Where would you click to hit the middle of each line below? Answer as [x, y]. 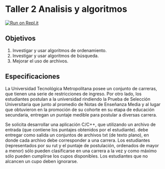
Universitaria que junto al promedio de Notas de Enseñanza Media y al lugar [83, 104]
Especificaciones [33, 77]
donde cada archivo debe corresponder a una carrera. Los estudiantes [78, 140]
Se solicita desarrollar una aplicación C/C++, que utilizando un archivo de [81, 124]
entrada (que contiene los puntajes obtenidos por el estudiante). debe [77, 129]
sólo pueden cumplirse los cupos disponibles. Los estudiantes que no [77, 156]
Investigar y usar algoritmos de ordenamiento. [59, 50]
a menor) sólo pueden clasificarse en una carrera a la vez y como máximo [81, 151]
